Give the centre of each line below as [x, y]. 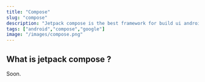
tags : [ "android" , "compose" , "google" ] [56, 29]
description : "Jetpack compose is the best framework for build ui [94, 23]
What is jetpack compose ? [59, 59]
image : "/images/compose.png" [45, 35]
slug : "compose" [27, 18]
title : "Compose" [28, 12]
